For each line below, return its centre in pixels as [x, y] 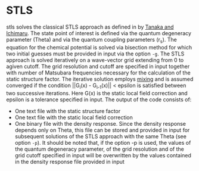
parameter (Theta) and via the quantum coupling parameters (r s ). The [92, 40]
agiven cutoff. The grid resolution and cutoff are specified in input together [98, 66]
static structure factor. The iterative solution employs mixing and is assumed [100, 79]
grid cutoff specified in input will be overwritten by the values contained [103, 155]
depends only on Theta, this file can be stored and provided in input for [102, 130]
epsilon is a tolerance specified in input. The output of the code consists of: [99, 100]
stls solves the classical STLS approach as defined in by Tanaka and [90, 27]
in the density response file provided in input [70, 161]
